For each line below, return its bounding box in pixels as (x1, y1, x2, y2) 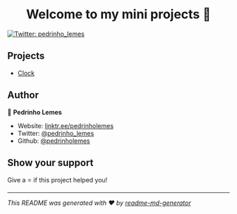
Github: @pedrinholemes (17, 137, 90, 145)
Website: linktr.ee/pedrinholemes (17, 121, 114, 130)
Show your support (7, 156, 94, 168)
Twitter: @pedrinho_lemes (17, 129, 95, 137)
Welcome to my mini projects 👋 (25, 6, 212, 23)
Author (7, 89, 39, 101)
